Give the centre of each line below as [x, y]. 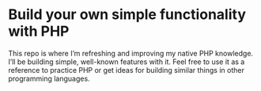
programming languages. [49, 78]
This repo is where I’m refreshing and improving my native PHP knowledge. [131, 53]
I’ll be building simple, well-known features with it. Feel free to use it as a [127, 62]
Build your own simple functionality [127, 15]
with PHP [39, 31]
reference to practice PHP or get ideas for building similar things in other [127, 70]
